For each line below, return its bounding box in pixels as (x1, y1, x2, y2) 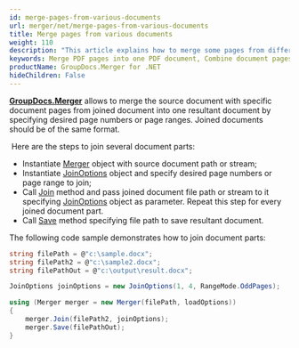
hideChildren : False (9, 71, 86, 80)
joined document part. (21, 206, 104, 216)
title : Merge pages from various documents (9, 29, 174, 38)
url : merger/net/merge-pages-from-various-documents (9, 21, 209, 30)
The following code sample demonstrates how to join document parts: (9, 232, 266, 243)
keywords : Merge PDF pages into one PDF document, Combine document (9, 54, 269, 63)
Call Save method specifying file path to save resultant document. (21, 214, 264, 225)
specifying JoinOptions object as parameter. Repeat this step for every (21, 196, 282, 206)
